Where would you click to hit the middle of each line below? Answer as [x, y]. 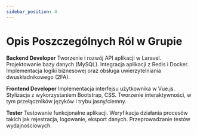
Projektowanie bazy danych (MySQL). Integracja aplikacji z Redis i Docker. [98, 64]
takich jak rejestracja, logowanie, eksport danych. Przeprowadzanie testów [98, 119]
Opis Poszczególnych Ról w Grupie [94, 41]
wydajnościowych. [29, 125]
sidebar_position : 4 [32, 12]
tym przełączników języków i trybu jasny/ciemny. [66, 101]
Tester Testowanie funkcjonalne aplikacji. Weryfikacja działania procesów [97, 113]
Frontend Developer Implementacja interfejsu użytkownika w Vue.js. [91, 88]
